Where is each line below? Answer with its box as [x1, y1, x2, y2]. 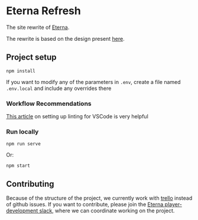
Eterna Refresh [6, 4, 81, 18]
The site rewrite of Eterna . [6, 24, 70, 31]
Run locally [6, 127, 39, 135]
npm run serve [6, 141, 41, 147]
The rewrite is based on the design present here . [6, 35, 125, 42]
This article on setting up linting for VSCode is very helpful [6, 113, 149, 120]
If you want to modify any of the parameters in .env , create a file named [6, 78, 181, 85]
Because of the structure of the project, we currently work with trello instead [6, 195, 193, 202]
